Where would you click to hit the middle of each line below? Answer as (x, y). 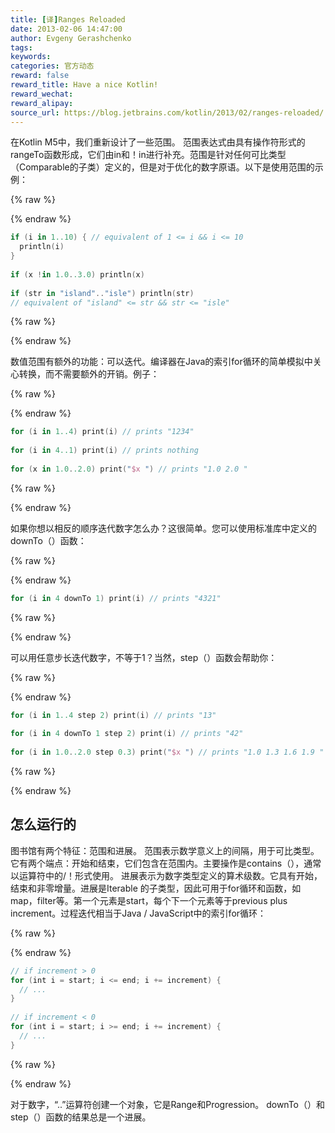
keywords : (31, 57)
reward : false (40, 76)
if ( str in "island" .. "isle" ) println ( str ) (102, 293)
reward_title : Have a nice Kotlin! (84, 85)
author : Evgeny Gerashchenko (71, 38)
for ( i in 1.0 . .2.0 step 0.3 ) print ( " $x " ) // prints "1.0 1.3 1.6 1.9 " (167, 752)
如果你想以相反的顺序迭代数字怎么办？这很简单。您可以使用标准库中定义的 (163, 528)
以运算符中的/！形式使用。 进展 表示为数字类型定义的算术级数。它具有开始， (166, 875)
